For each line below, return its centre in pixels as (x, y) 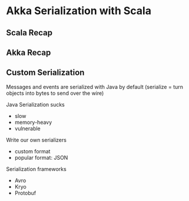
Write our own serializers (36, 140)
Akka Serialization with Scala (79, 11)
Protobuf (25, 193)
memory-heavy (33, 122)
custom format (32, 151)
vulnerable (28, 128)
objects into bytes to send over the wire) (55, 93)
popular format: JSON (41, 157)
